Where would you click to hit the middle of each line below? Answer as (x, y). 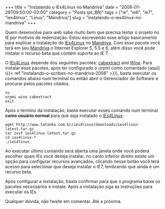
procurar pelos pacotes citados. (37, 84)
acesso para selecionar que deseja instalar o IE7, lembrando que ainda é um (82, 166)
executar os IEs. (21, 192)
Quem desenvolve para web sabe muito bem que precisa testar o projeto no (82, 32)
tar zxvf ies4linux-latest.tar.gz (41, 133)
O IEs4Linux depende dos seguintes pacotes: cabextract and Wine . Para (79, 63)
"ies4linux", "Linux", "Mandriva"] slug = (45, 17)
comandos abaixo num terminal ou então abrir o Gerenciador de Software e (82, 78)
